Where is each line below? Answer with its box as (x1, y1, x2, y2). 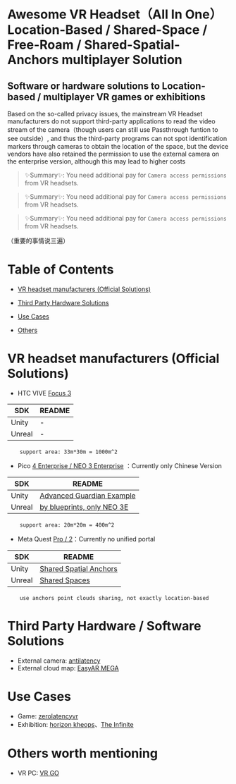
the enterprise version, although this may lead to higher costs (7, 157, 186, 166)
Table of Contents (7, 262, 114, 278)
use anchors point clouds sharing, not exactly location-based (20, 594, 209, 601)
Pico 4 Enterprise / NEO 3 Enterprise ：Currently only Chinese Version (17, 461, 222, 470)
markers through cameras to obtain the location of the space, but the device (7, 142, 229, 150)
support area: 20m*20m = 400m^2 (20, 521, 115, 529)
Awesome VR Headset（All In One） (7, 6, 223, 23)
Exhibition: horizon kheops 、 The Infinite (17, 720, 134, 728)
